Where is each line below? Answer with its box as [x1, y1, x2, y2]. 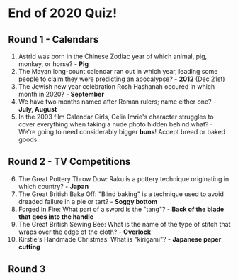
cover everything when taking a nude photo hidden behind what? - [18, 120, 213, 129]
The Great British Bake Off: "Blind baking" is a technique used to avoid [18, 190, 224, 198]
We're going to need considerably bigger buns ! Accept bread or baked [18, 128, 226, 136]
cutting [18, 242, 41, 251]
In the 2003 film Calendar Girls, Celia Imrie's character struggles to [18, 112, 215, 121]
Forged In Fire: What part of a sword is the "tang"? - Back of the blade [18, 205, 225, 213]
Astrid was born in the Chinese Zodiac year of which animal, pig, [18, 52, 208, 60]
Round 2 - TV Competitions [8, 156, 131, 168]
